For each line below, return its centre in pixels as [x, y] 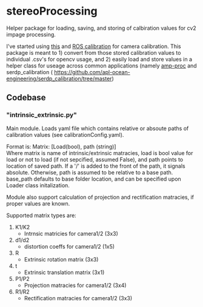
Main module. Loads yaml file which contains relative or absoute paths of [98, 128]
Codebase [26, 98]
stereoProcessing [52, 11]
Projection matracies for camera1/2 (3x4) [75, 285]
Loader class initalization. [38, 185]
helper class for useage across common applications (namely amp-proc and [101, 66]
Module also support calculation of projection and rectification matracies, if [100, 197]
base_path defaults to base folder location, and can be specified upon [94, 179]
